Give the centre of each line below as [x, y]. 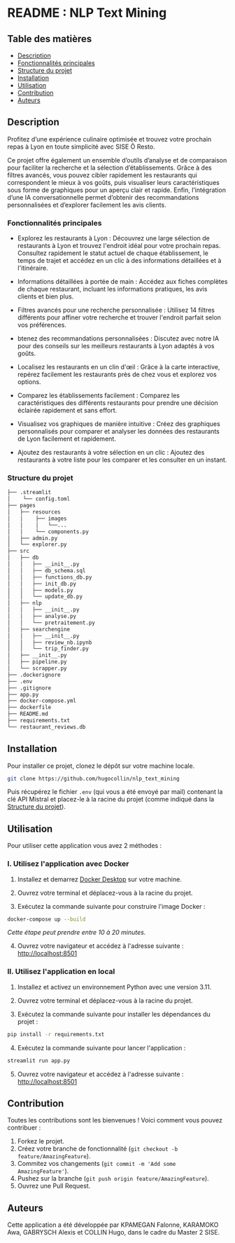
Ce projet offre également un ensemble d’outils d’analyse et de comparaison [117, 160]
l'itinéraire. [33, 268]
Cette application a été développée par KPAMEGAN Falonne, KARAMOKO [113, 1225]
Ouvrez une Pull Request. [54, 1186]
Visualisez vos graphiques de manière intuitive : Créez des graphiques [119, 424]
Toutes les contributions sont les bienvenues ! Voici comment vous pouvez [115, 1120]
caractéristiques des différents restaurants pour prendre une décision [117, 403]
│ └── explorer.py [37, 544]
